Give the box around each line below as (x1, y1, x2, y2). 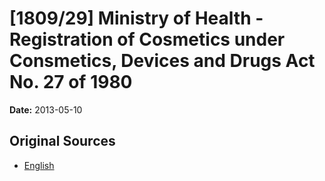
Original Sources (9, 133, 116, 150)
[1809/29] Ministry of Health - (9, 7, 264, 30)
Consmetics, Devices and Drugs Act (9, 50, 316, 72)
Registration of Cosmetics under (9, 28, 286, 51)
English (23, 159, 55, 171)
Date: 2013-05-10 (9, 103, 83, 116)
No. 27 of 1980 (9, 71, 133, 94)
